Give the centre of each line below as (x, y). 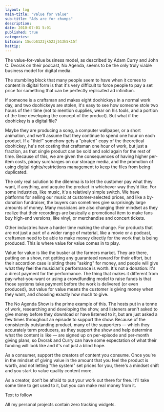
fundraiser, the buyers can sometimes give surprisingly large (85, 202)
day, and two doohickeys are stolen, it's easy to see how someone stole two (82, 105)
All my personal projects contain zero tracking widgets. (61, 404)
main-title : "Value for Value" (37, 14)
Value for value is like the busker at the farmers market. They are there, (76, 253)
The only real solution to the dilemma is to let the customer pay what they (79, 181)
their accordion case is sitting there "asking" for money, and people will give (82, 263)
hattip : (13, 46)
